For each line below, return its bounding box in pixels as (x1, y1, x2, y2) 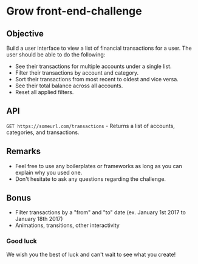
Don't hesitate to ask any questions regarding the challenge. (15, 175, 166, 183)
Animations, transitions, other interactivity (15, 222, 120, 229)
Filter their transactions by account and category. (15, 69, 139, 76)
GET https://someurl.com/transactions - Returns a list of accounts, (6, 122, 175, 129)
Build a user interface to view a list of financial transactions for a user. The (6, 44, 193, 52)
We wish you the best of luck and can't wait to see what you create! (6, 251, 176, 258)
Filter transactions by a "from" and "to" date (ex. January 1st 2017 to (15, 209, 186, 216)
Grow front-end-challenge (6, 4, 142, 18)
